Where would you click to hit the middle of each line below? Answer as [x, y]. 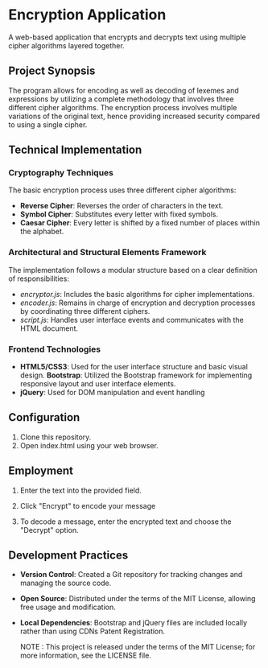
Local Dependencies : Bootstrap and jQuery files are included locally [134, 623]
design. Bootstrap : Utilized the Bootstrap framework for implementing [136, 375]
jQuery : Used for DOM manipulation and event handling [112, 393]
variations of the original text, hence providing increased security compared [134, 116]
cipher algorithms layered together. [66, 45]
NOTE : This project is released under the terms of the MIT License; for [138, 647]
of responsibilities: [39, 278]
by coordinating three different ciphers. [85, 311]
